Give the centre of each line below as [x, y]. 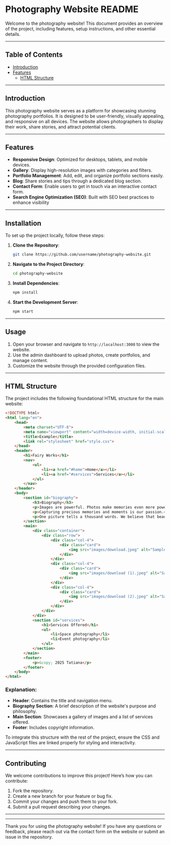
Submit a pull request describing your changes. [62, 807]
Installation [23, 223]
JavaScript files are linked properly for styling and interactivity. [71, 743]
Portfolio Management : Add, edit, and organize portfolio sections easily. [88, 176]
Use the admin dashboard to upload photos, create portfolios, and [81, 355]
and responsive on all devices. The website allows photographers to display [84, 121]
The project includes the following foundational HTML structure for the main [84, 398]
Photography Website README [72, 9]
